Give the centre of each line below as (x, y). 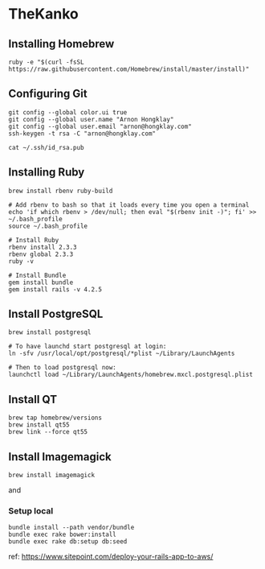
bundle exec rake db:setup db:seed (68, 542)
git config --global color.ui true (68, 112)
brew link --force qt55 (48, 432)
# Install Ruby (34, 240)
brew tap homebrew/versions (55, 418)
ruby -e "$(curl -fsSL (46, 62)
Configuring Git (48, 94)
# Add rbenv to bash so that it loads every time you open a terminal (129, 205)
